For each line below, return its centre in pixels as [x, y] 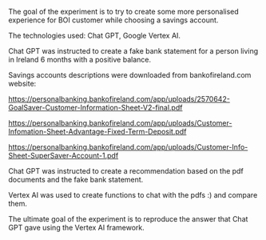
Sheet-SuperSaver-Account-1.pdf [64, 156]
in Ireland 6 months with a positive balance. [80, 60]
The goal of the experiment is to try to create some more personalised [124, 12]
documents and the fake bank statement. [76, 180]
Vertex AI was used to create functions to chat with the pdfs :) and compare [133, 195]
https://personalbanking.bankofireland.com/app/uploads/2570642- [119, 99]
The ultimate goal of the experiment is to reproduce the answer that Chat [128, 219]
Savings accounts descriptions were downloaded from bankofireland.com [130, 75]
